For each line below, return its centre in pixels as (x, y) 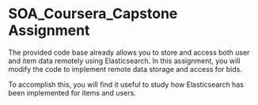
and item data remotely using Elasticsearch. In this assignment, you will (124, 61)
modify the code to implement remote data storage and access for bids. (125, 69)
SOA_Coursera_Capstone (93, 14)
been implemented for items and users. (72, 92)
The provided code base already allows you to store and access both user (129, 52)
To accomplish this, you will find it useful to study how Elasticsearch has (126, 84)
